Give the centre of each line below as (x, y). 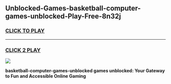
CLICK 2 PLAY (23, 50)
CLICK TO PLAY (25, 31)
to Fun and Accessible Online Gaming (46, 76)
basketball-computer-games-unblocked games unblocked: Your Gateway (85, 70)
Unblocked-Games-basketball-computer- (73, 8)
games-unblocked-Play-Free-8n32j (63, 17)
